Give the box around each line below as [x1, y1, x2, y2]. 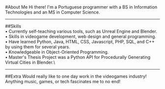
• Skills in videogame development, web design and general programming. [5, 34, 156, 39]
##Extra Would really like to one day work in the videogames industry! [5, 73, 147, 79]
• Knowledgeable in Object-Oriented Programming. [5, 49, 109, 55]
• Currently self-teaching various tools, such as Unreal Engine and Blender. [5, 29, 157, 34]
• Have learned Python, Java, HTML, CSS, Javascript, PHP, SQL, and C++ [5, 39, 155, 44]
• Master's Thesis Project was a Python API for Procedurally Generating [5, 54, 151, 60]
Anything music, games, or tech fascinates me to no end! [5, 79, 121, 84]
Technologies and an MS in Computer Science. [5, 9, 100, 15]
